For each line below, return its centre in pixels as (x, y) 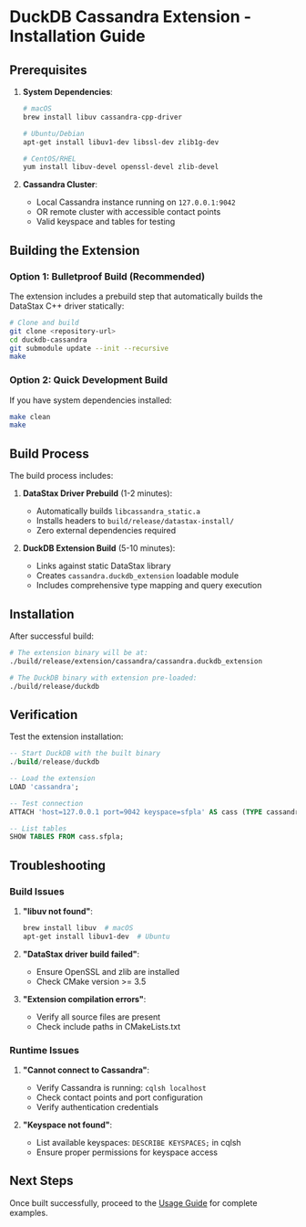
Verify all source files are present (98, 1017)
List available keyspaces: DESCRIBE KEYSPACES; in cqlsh (138, 1143)
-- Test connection (46, 803)
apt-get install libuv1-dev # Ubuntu (96, 936)
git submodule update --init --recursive (89, 348)
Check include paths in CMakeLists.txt (108, 1026)
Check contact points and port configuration (119, 1097)
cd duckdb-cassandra (49, 340)
